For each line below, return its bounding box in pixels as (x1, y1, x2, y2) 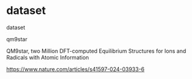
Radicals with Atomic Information (6, 53, 90, 61)
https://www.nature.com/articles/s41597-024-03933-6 (6, 65, 145, 73)
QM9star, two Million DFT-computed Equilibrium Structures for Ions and (6, 47, 187, 55)
